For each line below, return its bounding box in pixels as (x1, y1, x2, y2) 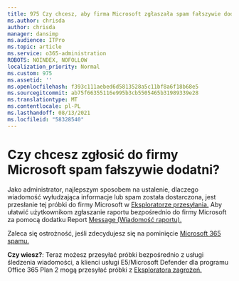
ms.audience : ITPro (7, 37, 65, 44)
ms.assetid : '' (7, 76, 53, 84)
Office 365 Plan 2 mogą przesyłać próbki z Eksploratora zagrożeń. (7, 265, 203, 274)
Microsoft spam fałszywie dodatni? (7, 161, 221, 177)
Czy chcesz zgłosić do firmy (7, 146, 179, 162)
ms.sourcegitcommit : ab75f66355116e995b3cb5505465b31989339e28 (7, 89, 199, 97)
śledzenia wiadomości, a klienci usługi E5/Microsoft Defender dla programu (7, 258, 229, 266)
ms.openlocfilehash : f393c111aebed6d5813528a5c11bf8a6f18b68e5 (7, 83, 199, 90)
